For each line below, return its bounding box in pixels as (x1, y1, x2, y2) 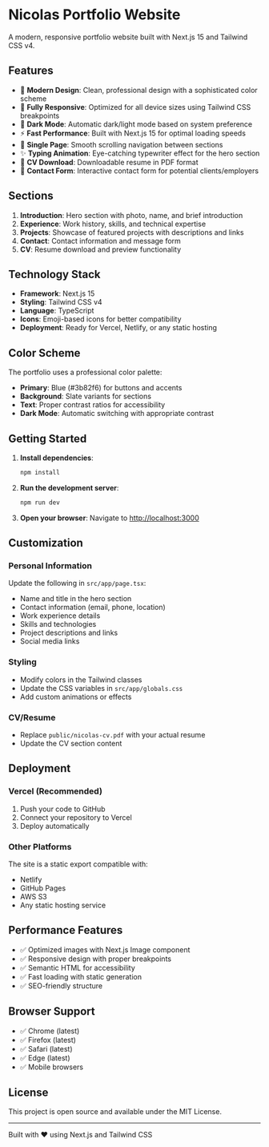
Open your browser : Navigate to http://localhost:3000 (19, 513, 199, 523)
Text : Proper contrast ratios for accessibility (19, 400, 166, 410)
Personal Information (8, 560, 92, 571)
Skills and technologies (19, 620, 97, 629)
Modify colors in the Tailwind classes (19, 675, 143, 685)
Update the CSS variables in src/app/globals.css (19, 683, 183, 693)
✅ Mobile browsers (19, 1062, 84, 1072)
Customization (8, 536, 84, 550)
